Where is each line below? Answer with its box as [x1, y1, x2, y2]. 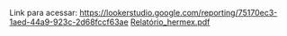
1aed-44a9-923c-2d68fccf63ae [9, 17, 129, 27]
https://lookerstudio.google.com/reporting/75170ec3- [79, 8, 278, 18]
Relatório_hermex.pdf [130, 17, 211, 27]
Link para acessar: [9, 8, 78, 18]
